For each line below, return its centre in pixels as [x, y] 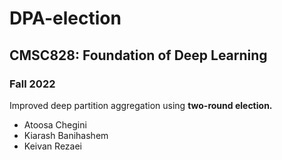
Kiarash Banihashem [66, 135]
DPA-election [65, 18]
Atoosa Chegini [55, 124]
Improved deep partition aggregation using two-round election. [141, 105]
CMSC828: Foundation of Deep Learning [138, 55]
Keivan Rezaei [52, 146]
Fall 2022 [32, 84]
